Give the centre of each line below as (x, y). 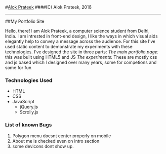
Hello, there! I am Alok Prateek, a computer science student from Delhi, (77, 31)
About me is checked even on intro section (56, 141)
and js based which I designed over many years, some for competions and (81, 62)
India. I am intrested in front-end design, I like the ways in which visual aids (82, 36)
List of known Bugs (29, 125)
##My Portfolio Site (25, 21)
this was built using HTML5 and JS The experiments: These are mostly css (81, 57)
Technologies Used (29, 80)
